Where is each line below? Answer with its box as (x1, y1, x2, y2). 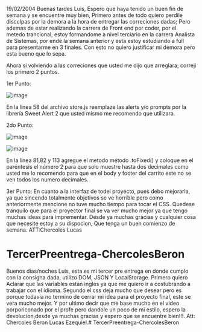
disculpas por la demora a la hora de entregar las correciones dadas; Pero (6, 18, 191, 25)
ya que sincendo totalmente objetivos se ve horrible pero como (6, 194, 164, 201)
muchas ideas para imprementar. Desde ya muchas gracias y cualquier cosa (6, 213, 196, 220)
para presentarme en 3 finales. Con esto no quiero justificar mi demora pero (6, 44, 195, 51)
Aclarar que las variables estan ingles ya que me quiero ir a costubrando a (6, 280, 191, 287)
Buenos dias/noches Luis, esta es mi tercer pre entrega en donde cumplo (6, 267, 189, 275)
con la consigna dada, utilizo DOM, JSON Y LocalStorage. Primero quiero (6, 273, 188, 281)
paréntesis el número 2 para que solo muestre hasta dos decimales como (6, 163, 189, 170)
